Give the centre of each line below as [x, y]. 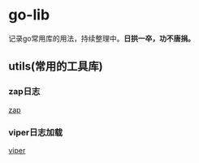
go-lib [29, 15]
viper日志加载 [36, 132]
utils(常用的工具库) [56, 66]
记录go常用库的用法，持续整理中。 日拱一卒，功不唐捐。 [102, 38]
